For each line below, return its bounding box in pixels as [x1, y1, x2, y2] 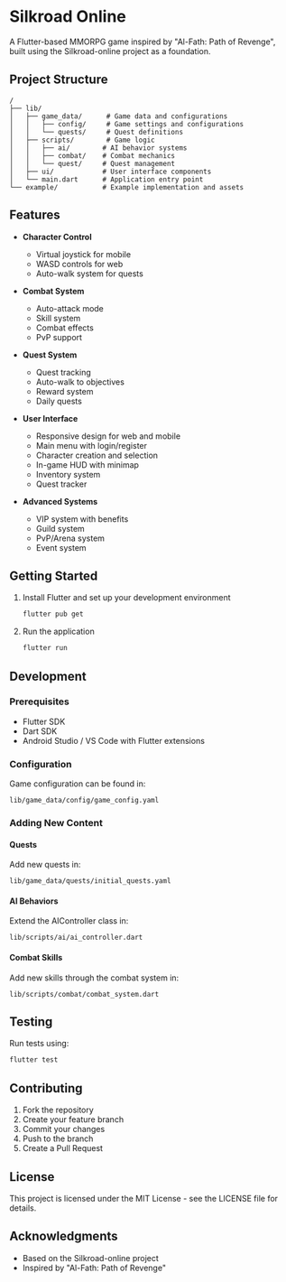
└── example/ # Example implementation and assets [9, 182, 244, 191]
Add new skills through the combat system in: [9, 972, 180, 983]
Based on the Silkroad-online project [22, 1252, 160, 1263]
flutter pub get [22, 609, 84, 619]
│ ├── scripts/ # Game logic [9, 135, 155, 144]
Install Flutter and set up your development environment [22, 592, 232, 603]
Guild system [35, 523, 86, 534]
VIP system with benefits [35, 513, 129, 525]
